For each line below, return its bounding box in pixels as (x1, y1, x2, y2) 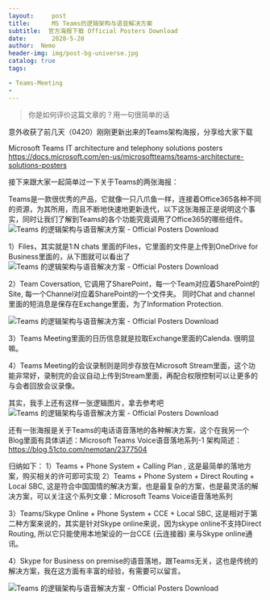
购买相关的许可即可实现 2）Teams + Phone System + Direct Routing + (22, 471, 255, 480)
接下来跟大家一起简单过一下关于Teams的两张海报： (8, 177, 179, 187)
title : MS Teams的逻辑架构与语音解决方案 (8, 19, 153, 27)
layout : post (8, 11, 67, 20)
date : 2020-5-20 (8, 34, 85, 43)
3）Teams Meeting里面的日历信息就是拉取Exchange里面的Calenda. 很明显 (8, 333, 255, 343)
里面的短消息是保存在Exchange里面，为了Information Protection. (8, 299, 223, 308)
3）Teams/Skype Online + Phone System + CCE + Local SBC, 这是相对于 (8, 508, 251, 518)
